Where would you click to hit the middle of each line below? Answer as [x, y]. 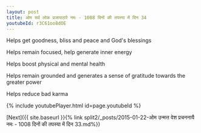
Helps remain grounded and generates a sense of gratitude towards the [96, 76]
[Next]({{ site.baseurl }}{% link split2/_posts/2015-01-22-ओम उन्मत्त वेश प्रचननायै [101, 118]
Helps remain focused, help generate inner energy [69, 52]
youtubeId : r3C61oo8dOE [36, 23]
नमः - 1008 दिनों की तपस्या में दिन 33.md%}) [53, 124]
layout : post [23, 12]
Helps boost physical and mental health [56, 64]
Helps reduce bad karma [37, 94]
